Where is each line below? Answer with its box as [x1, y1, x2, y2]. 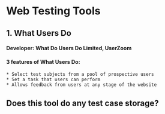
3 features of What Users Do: [6, 58, 80, 65]
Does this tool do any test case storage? [6, 98, 159, 108]
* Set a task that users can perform [6, 76, 101, 83]
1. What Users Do [6, 28, 72, 38]
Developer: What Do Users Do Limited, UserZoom [6, 45, 132, 52]
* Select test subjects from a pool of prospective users [6, 72, 154, 78]
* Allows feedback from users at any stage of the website [6, 82, 157, 88]
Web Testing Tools [6, 4, 101, 18]
